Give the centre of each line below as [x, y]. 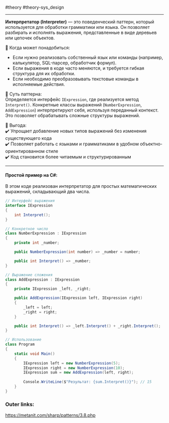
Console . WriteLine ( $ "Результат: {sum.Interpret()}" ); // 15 [88, 382]
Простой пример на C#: [31, 175]
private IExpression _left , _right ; [53, 289]
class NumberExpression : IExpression [46, 233]
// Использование [23, 340]
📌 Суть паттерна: [23, 94]
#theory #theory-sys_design [35, 7]
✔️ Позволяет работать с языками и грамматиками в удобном [72, 144]
